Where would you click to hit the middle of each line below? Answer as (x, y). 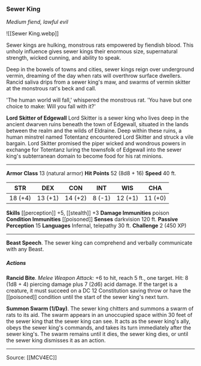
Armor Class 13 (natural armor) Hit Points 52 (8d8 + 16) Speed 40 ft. (91, 173)
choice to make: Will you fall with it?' (51, 106)
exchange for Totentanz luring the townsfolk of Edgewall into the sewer (94, 150)
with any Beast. (25, 249)
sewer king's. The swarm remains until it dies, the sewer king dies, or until (97, 334)
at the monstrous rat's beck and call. (51, 89)
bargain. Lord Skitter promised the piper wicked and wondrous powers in (96, 144)
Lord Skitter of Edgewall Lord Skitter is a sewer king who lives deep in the (98, 118)
